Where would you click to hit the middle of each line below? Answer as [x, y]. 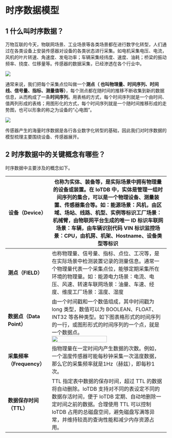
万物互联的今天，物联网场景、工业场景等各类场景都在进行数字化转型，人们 [84, 44]
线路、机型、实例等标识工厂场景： [121, 213]
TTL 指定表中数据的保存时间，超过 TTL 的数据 [107, 381]
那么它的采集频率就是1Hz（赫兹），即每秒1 [103, 364]
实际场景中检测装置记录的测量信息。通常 [106, 261]
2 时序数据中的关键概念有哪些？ [56, 155]
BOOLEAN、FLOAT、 [131, 309]
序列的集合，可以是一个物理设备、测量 [108, 197]
